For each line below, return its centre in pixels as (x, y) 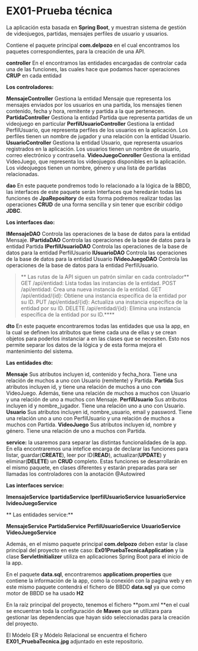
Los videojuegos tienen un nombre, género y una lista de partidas (86, 168)
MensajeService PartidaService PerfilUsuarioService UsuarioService (93, 526)
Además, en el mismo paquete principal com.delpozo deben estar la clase (97, 544)
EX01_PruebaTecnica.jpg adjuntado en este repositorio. (75, 641)
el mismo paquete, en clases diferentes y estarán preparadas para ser (92, 467)
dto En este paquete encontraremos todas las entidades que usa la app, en (98, 326)
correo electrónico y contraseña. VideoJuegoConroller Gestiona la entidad (98, 155)
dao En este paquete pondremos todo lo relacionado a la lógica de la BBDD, (99, 186)
